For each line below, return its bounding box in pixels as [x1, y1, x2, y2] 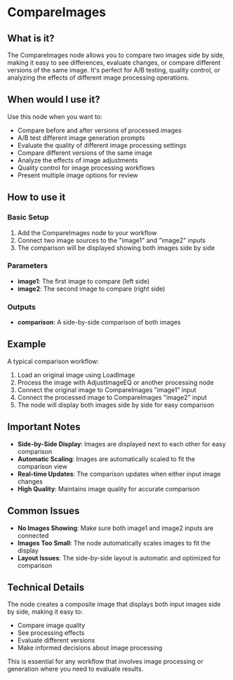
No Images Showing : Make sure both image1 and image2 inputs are [17, 524, 214, 532]
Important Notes [7, 421, 81, 433]
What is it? [7, 32, 55, 44]
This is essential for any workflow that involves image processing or [7, 657, 204, 666]
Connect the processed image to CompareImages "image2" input [17, 393, 207, 401]
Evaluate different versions [17, 636, 95, 645]
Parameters [7, 261, 48, 271]
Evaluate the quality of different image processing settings [17, 141, 187, 149]
